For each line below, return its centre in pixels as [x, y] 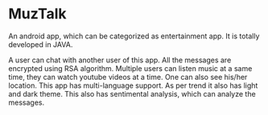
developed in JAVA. [41, 44]
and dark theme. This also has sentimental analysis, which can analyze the [132, 93]
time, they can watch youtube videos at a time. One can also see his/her [128, 77]
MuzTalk [37, 14]
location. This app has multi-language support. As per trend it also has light [133, 85]
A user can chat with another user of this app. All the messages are [120, 60]
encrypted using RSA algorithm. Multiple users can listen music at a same [130, 68]
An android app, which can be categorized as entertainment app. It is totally [134, 36]
